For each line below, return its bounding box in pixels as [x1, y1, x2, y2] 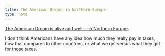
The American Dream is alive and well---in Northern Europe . [5, 25, 129, 31]
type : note [5, 12, 28, 17]
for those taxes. [5, 46, 37, 52]
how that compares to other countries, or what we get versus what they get [5, 40, 161, 46]
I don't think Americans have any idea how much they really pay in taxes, [5, 35, 155, 41]
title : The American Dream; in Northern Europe [5, 7, 106, 12]
